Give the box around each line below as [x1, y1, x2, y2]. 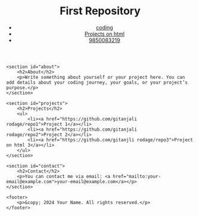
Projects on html [84, 30, 125, 37]
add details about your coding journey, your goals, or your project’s [6, 79, 188, 85]
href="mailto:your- [113, 173, 161, 180]
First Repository [59, 4, 141, 18]
